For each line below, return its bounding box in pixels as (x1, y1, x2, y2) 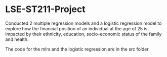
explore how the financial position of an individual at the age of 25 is (5, 25, 148, 31)
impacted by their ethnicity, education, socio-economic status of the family (5, 31, 162, 37)
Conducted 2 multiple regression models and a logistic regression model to (5, 20, 162, 26)
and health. (5, 36, 29, 42)
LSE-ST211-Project (5, 4, 86, 15)
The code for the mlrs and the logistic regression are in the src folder (5, 46, 149, 52)
